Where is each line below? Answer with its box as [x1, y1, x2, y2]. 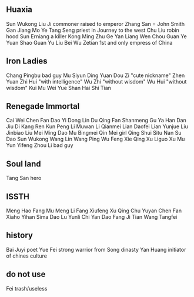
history [6, 231, 34, 241]
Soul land [6, 159, 41, 169]
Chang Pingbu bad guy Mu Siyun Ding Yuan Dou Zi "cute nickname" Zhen [6, 72, 185, 79]
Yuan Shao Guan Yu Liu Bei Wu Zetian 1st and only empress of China [6, 39, 173, 46]
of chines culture [6, 252, 47, 259]
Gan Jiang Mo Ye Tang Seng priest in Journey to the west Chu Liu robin [6, 26, 179, 34]
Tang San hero [6, 175, 42, 182]
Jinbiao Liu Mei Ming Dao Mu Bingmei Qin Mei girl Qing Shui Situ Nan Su [6, 129, 182, 136]
